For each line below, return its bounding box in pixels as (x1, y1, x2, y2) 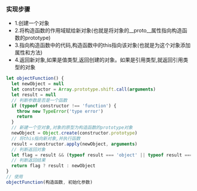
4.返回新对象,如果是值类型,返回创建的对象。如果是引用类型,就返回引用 (14, 56, 184, 63)
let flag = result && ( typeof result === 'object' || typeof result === (11, 152, 193, 158)
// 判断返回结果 (11, 158, 46, 163)
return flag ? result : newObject (11, 163, 96, 169)
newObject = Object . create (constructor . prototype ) (11, 130, 138, 136)
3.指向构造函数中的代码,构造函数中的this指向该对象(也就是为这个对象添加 (14, 42, 191, 49)
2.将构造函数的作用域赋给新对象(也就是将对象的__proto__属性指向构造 (14, 27, 182, 34)
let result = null (11, 92, 57, 98)
